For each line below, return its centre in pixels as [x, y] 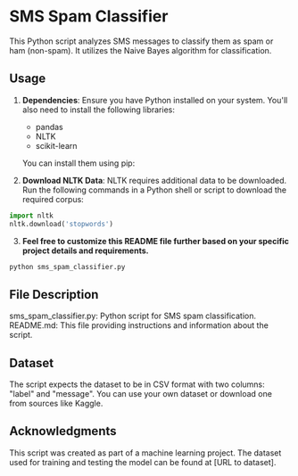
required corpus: [53, 199]
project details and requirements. [85, 250]
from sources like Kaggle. [56, 403]
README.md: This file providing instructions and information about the [139, 325]
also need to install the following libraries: [99, 110]
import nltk [31, 216]
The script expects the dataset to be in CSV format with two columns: [137, 384]
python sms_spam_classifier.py [67, 267]
